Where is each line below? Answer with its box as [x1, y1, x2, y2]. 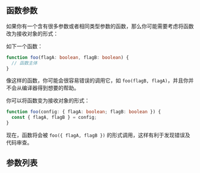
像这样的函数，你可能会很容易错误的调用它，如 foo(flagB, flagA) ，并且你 [6, 77, 189, 84]
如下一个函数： [6, 42, 43, 49]
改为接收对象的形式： [6, 30, 58, 37]
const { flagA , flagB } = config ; [11, 115, 97, 121]
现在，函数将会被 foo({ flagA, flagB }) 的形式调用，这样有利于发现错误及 [6, 131, 190, 139]
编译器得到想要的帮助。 [21, 84, 79, 92]
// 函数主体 [11, 60, 37, 66]
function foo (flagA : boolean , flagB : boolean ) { [6, 54, 129, 61]
